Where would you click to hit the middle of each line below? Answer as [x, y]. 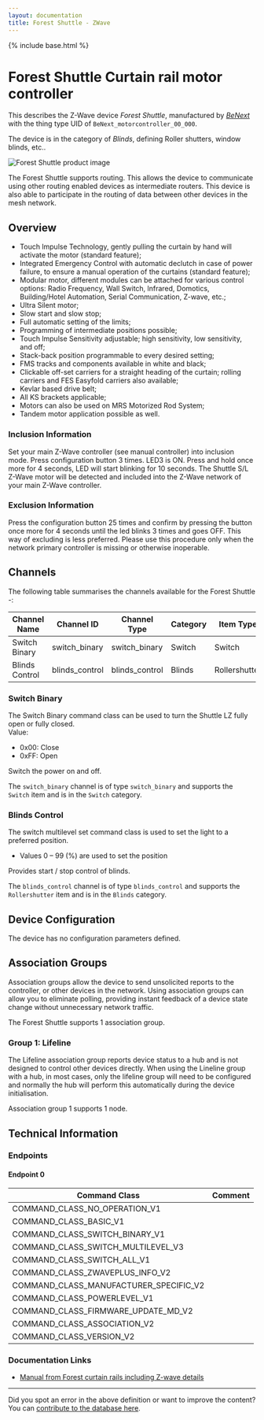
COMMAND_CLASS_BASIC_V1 [68, 1221]
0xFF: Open [38, 756]
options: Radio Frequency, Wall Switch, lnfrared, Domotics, [114, 289]
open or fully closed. [41, 723]
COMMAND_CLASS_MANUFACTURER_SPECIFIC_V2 [108, 1285]
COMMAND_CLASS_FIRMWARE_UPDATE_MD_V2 [103, 1311]
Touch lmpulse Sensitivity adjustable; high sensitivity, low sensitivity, [130, 338]
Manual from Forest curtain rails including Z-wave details [112, 1377]
